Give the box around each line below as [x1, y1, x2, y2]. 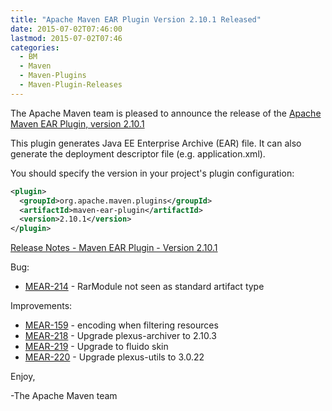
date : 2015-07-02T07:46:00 [10, 24, 123, 34]
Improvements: [10, 300, 73, 312]
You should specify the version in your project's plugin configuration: [10, 167, 295, 179]
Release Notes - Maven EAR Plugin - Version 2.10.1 [10, 242, 218, 254]
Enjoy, [10, 371, 36, 383]
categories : [10, 42, 60, 53]
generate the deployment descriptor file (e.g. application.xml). [10, 147, 266, 160]
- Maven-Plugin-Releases [19, 80, 123, 90]
